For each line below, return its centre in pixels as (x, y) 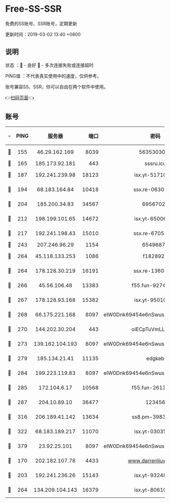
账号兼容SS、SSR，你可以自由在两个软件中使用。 (57, 86)
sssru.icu (155, 163)
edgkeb (155, 358)
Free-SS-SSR (33, 9)
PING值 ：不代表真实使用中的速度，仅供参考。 (53, 76)
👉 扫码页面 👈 (20, 98)
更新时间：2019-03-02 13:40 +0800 (43, 34)
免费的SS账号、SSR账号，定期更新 (41, 23)
